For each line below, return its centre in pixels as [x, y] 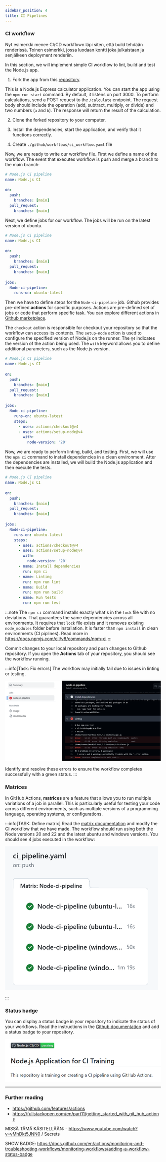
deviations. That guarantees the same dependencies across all [69, 618]
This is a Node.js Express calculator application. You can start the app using [82, 89]
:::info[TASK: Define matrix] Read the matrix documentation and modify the [82, 823]
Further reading [24, 1097]
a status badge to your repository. [40, 1032]
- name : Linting [35, 577]
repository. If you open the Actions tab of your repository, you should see [80, 654]
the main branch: [22, 164]
